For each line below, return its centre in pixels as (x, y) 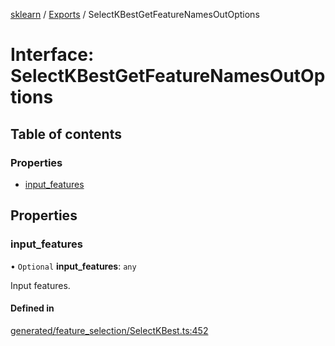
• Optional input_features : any (73, 266)
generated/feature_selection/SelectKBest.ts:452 (109, 330)
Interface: (52, 55)
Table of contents (66, 134)
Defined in (32, 308)
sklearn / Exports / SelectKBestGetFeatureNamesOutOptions (135, 14)
